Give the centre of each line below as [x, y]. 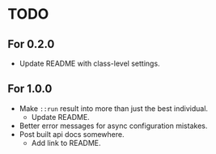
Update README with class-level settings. [89, 63]
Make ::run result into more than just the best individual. [113, 108]
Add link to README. [66, 143]
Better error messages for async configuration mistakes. [113, 126]
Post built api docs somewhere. [72, 134]
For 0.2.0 [31, 44]
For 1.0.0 [30, 89]
